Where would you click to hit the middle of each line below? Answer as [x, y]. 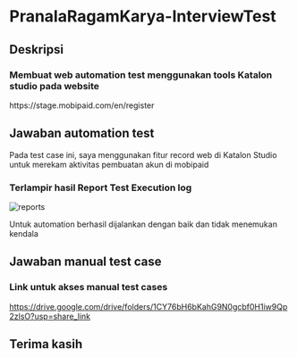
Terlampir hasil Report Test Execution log [101, 187]
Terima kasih [46, 344]
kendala [24, 233]
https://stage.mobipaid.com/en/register [82, 105]
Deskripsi [37, 50]
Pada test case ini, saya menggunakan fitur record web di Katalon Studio [143, 154]
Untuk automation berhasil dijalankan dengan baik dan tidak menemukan [143, 224]
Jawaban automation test [82, 133]
